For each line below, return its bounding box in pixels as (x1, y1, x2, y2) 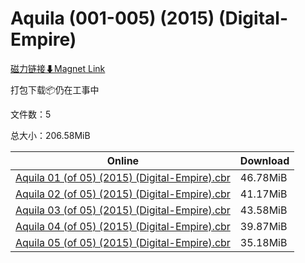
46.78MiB (239, 170, 288, 184)
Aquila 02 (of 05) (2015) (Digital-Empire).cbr (15, 187, 231, 201)
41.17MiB (239, 187, 288, 201)
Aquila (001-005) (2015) (10, 7, 215, 30)
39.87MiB (239, 219, 288, 233)
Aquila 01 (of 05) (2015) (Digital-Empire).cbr (15, 170, 231, 184)
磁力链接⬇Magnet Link (10, 62, 106, 74)
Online (106, 153, 140, 167)
